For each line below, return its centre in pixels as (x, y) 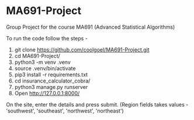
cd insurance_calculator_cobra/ (52, 81)
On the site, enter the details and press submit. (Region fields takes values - (97, 104)
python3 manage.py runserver (51, 87)
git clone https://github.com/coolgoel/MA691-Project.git (82, 49)
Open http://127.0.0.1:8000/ (47, 93)
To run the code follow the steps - (47, 38)
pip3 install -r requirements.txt (51, 74)
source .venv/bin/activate (45, 68)
